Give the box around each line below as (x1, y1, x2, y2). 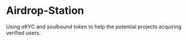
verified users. (6, 29, 41, 36)
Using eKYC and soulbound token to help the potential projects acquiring (6, 23, 182, 30)
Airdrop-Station (6, 4, 84, 17)
